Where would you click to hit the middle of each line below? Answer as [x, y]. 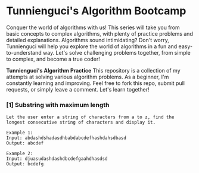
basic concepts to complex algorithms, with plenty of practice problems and [100, 33]
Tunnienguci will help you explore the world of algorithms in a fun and [92, 46]
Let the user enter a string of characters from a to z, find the [90, 117]
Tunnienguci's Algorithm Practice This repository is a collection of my [93, 70]
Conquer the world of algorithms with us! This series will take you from [93, 27]
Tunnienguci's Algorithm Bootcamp [96, 11]
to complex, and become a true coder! [53, 59]
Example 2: [20, 154]
